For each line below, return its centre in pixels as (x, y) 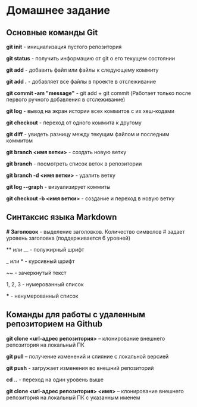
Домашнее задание (58, 10)
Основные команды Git (52, 33)
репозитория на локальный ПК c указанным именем (74, 397)
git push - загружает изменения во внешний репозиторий (80, 368)
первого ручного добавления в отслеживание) (66, 100)
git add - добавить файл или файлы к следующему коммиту (82, 70)
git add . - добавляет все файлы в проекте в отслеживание (81, 82)
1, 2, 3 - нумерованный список (45, 284)
